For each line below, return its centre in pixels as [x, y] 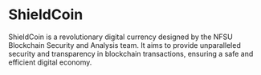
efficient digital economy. [50, 62]
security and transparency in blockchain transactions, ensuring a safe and [131, 53]
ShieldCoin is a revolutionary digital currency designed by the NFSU [120, 37]
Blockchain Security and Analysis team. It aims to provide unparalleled [124, 45]
